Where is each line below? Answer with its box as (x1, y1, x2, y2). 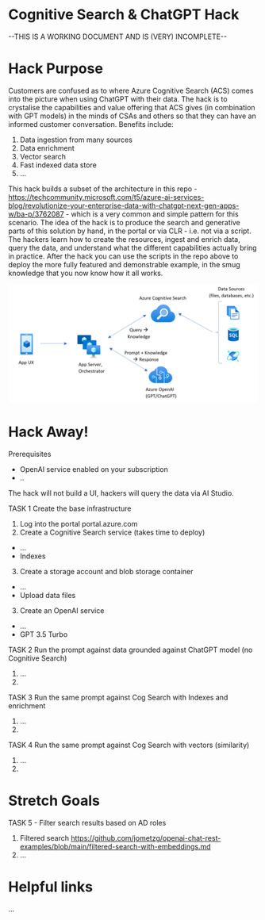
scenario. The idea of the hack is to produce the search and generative (8, 217, 240, 227)
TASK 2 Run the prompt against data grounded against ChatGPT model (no (8, 645, 253, 655)
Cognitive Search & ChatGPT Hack (8, 6, 240, 24)
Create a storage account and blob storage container (19, 567, 194, 577)
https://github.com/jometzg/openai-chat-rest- (71, 833, 221, 842)
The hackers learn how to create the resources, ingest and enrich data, (8, 234, 240, 243)
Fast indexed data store (19, 160, 97, 170)
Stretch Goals (8, 792, 101, 810)
